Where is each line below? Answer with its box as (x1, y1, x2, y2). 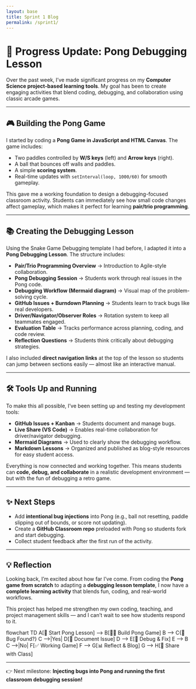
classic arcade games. (6, 95, 60, 102)
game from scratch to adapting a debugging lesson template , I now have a (6, 582, 188, 589)
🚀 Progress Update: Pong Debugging (6, 44, 187, 58)
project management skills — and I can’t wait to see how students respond (6, 612, 185, 619)
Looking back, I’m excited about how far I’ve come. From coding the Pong (6, 575, 184, 582)
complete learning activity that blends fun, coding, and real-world (6, 588, 167, 595)
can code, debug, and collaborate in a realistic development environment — (6, 468, 190, 475)
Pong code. (14, 280, 43, 287)
